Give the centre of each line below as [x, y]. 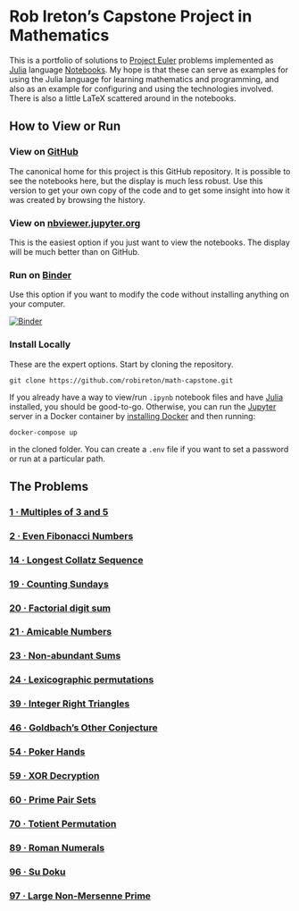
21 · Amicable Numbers [61, 632]
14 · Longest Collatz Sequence [76, 560]
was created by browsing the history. [77, 199]
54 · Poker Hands [47, 752]
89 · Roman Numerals [57, 848]
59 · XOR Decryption [54, 775]
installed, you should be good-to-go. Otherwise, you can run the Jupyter [143, 406]
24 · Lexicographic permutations [82, 679]
